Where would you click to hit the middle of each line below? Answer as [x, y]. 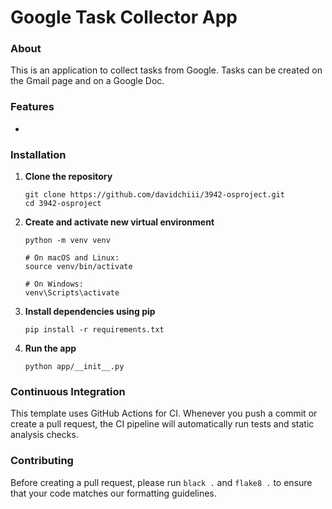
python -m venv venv [67, 241]
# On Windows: [54, 284]
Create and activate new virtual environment [119, 222]
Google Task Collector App [124, 17]
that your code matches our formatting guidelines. [113, 493]
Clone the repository [68, 177]
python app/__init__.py [74, 367]
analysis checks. [44, 435]
